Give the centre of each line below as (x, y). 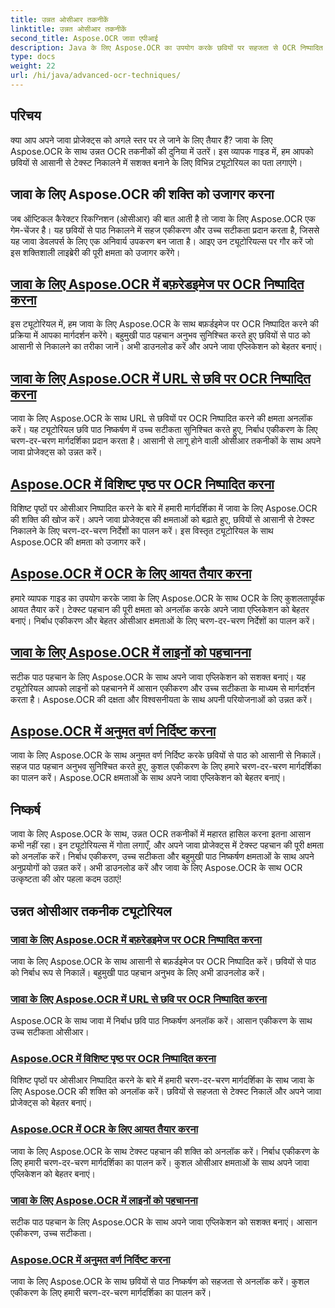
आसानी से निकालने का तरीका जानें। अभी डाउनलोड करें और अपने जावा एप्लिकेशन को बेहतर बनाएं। (166, 347)
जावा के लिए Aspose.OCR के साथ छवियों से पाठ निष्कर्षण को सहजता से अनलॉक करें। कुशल (160, 1282)
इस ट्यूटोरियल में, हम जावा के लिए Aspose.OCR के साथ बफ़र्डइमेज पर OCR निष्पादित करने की (164, 324)
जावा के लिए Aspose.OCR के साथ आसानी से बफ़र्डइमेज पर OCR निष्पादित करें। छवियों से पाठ (163, 961)
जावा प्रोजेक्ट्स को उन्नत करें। (56, 452)
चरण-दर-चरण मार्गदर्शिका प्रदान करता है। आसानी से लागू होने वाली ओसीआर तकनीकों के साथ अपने (166, 441)
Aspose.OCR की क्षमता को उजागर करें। (78, 542)
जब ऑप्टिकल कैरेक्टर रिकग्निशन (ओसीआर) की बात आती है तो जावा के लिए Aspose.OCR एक (163, 218)
